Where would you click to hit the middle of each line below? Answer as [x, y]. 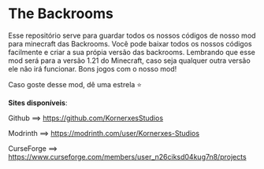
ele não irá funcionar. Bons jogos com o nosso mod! [93, 68]
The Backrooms [61, 14]
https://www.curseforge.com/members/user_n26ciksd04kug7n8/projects [127, 156]
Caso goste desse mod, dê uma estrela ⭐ [75, 84]
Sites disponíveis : [38, 102]
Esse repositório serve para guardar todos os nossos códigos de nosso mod [132, 35]
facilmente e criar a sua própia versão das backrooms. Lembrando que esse [132, 52]
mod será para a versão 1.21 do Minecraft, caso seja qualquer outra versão [129, 61]
